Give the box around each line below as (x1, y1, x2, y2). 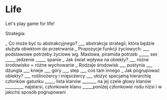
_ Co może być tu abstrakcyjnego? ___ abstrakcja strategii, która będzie (5, 40, 155, 46)
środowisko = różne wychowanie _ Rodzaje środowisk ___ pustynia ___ (5, 62, 153, 68)
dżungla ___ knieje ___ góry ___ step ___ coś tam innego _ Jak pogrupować (5, 67, 160, 73)
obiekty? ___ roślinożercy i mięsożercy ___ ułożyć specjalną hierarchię (5, 72, 151, 79)
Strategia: (5, 30, 26, 36)
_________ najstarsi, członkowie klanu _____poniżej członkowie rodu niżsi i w (5, 83, 162, 90)
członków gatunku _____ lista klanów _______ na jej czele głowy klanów (5, 78, 151, 84)
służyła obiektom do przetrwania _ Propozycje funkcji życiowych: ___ (5, 45, 149, 52)
